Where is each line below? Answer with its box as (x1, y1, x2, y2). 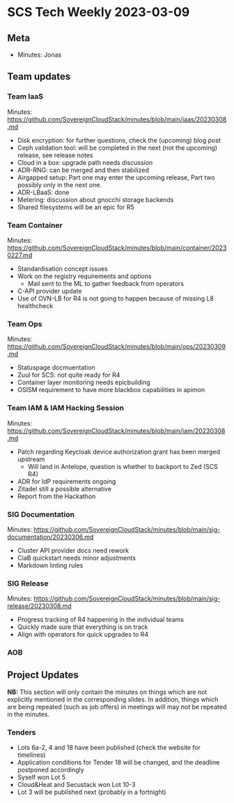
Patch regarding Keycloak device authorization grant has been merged (17, 447, 221, 456)
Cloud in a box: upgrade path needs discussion (17, 158, 153, 166)
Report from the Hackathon (17, 492, 96, 500)
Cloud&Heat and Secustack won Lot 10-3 (17, 781, 136, 789)
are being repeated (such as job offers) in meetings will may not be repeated (7, 702, 227, 711)
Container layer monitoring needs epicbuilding (17, 378, 151, 386)
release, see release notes (17, 151, 93, 159)
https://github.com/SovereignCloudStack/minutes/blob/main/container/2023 (7, 243, 227, 252)
